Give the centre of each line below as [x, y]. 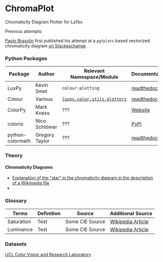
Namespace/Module [94, 77]
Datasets [16, 244]
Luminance [20, 229]
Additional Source [131, 213]
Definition [49, 213]
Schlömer [46, 127]
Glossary [16, 201]
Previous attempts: [24, 31]
